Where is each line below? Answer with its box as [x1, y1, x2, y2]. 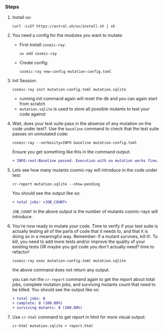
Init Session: [12, 78, 37, 84]
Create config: [19, 60, 49, 66]
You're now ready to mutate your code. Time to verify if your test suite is [12, 223, 158, 229]
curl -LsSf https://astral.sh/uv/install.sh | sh [12, 24, 116, 29]
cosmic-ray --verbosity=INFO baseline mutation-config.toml [12, 140, 137, 146]
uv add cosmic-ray [19, 51, 57, 56]
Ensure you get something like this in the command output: [12, 149, 131, 155]
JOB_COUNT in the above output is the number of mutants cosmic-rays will [12, 208, 158, 215]
